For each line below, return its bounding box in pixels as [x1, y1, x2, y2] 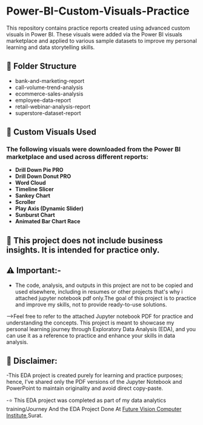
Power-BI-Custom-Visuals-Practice [6, 4, 190, 18]
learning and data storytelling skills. [6, 44, 95, 51]
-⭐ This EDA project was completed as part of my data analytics [6, 397, 167, 404]
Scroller [15, 199, 36, 206]
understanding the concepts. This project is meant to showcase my [6, 319, 175, 326]
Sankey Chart [15, 192, 50, 199]
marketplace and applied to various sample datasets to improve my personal [6, 37, 197, 44]
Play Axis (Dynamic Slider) [15, 205, 84, 212]
